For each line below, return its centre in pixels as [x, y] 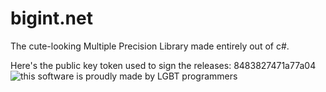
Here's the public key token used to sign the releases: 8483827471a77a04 [163, 65]
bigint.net [51, 18]
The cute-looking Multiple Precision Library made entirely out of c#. [150, 46]
